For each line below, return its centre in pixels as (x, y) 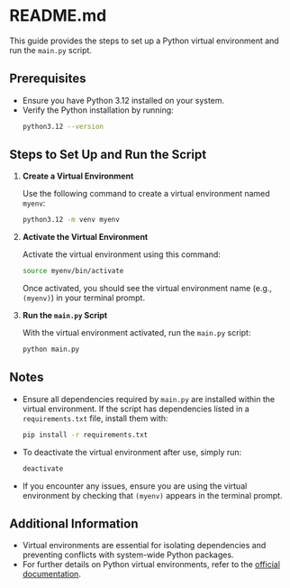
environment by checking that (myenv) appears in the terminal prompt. (152, 495)
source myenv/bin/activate (73, 271)
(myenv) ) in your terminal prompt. (84, 298)
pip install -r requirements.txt (85, 435)
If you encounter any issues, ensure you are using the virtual (135, 486)
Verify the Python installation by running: (98, 110)
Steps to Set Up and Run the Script (108, 155)
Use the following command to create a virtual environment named (146, 194)
